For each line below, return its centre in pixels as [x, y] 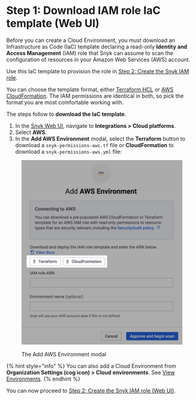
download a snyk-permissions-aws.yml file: [69, 152]
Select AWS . [31, 132]
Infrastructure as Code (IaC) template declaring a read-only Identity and [97, 47]
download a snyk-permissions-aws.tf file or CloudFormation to [94, 145]
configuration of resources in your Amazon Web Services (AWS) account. [98, 59]
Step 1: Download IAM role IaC [83, 11]
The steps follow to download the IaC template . [66, 114]
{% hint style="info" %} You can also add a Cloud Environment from [91, 366]
